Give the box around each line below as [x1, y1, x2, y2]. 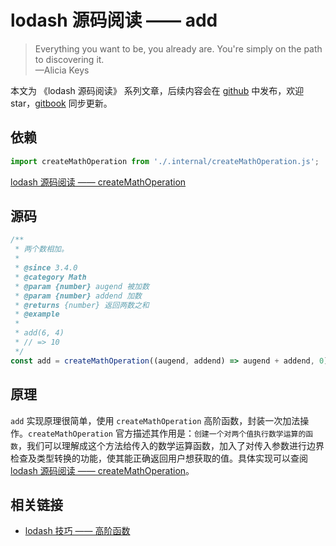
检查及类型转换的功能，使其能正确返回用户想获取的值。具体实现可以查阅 [10, 452, 308, 464]
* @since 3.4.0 [14, 263, 78, 273]
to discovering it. [34, 53, 105, 65]
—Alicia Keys [34, 64, 90, 76]
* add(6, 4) [14, 328, 65, 338]
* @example [14, 309, 60, 320]
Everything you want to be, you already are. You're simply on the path [34, 42, 323, 55]
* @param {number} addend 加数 [14, 291, 142, 301]
